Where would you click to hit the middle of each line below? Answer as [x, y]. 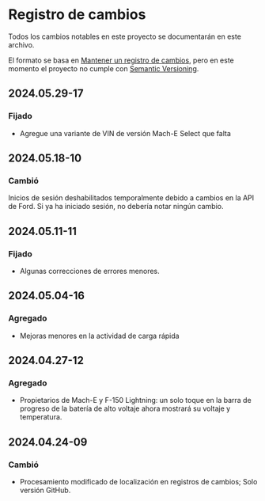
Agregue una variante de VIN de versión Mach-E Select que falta [125, 133]
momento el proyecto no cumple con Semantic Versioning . [104, 68]
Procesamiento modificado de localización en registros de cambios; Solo [138, 482]
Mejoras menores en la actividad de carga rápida [99, 336]
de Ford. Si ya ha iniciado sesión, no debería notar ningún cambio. [116, 207]
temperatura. [41, 417]
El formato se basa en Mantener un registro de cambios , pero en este [121, 60]
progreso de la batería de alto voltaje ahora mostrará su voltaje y [125, 408]
